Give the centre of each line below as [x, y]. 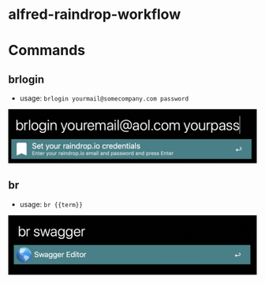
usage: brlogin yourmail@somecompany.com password [104, 98]
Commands [47, 51]
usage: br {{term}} [51, 204]
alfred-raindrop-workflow [95, 15]
